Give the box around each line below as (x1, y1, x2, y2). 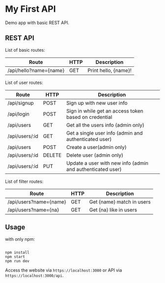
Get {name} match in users (89, 198, 151, 205)
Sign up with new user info (66, 99, 128, 106)
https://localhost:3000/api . (5, 272, 64, 278)
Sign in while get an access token (66, 107, 143, 114)
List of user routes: (5, 80, 43, 85)
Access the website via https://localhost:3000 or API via (5, 267, 122, 273)
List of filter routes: (5, 178, 44, 184)
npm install (5, 250, 29, 255)
